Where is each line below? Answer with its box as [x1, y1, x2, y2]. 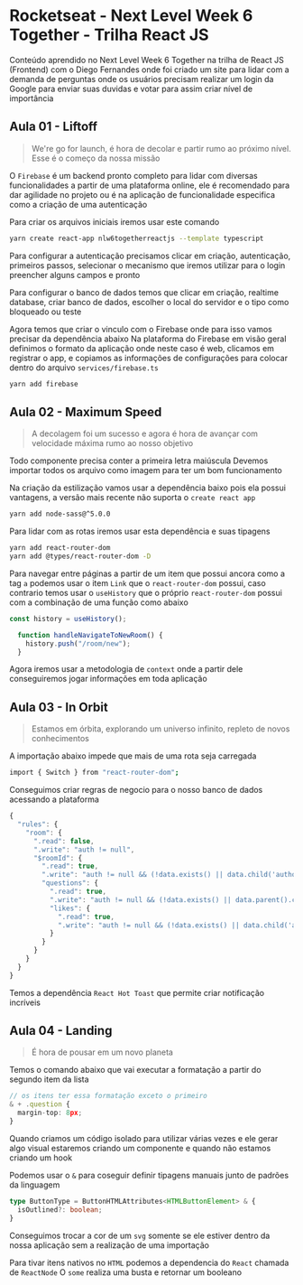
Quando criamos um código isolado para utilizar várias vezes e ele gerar [9, 1132, 279, 1143]
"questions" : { [41, 879, 99, 888]
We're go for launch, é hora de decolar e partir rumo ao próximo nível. [31, 143, 291, 154]
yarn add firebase [9, 379, 78, 388]
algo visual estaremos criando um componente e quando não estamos [9, 1142, 271, 1153]
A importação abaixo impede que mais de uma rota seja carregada [9, 750, 257, 761]
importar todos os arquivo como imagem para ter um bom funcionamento [9, 465, 282, 476]
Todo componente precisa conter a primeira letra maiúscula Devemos [9, 455, 269, 466]
